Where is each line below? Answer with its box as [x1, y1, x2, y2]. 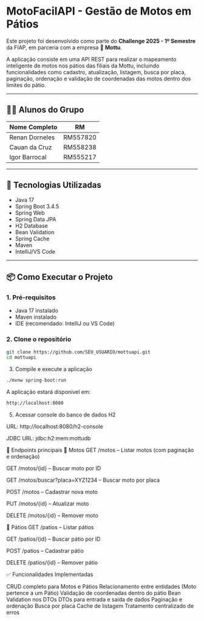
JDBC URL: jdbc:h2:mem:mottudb [6, 435, 91, 442]
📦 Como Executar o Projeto [6, 272, 114, 282]
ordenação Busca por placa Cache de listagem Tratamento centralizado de [6, 602, 194, 609]
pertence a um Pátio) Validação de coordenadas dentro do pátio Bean [6, 589, 181, 597]
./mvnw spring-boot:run [6, 377, 67, 384]
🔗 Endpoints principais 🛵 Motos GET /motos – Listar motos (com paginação [6, 446, 194, 454]
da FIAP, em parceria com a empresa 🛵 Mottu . [6, 44, 123, 51]
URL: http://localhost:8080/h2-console [6, 423, 103, 430]
